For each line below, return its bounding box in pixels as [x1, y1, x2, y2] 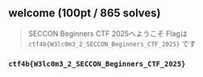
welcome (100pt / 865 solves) [8, 6, 161, 20]
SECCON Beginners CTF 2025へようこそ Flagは [27, 28, 188, 38]
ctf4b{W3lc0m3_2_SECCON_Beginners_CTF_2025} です [27, 38, 197, 48]
